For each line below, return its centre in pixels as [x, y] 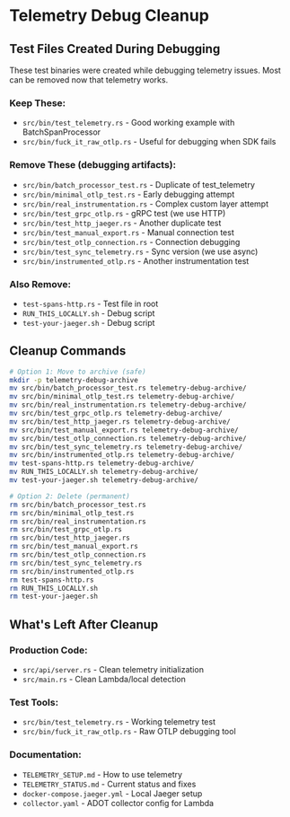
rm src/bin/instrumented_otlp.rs [72, 571]
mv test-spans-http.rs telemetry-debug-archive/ [102, 463]
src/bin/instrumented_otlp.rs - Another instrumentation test [136, 260]
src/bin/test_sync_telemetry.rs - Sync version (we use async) [140, 251]
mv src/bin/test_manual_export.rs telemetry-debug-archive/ [124, 430]
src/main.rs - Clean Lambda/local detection [104, 680]
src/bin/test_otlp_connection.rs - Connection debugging [131, 242]
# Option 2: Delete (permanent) [70, 496]
